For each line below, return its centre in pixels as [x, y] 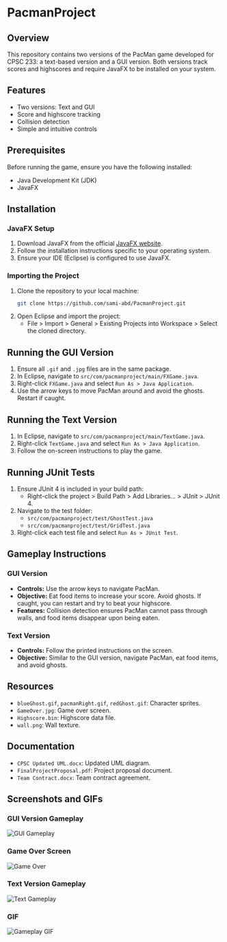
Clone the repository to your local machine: [78, 291]
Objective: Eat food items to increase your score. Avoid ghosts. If [109, 596]
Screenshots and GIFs [55, 799]
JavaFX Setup [31, 228]
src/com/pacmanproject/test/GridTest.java [89, 526]
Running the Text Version [62, 420]
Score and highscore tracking [59, 114]
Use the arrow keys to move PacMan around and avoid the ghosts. [111, 391]
